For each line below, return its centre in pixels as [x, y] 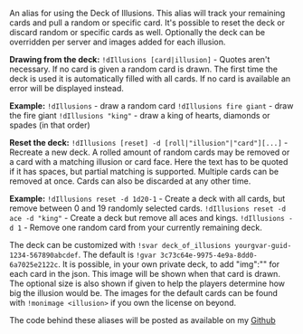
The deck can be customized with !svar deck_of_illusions [120, 245]
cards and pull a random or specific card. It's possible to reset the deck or [147, 23]
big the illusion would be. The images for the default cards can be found [144, 293]
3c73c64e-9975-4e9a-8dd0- [208, 255]
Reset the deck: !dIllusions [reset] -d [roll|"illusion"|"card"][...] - [149, 143]
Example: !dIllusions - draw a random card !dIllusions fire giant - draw [151, 106]
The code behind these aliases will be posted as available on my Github [142, 320]
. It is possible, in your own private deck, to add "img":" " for [169, 264]
